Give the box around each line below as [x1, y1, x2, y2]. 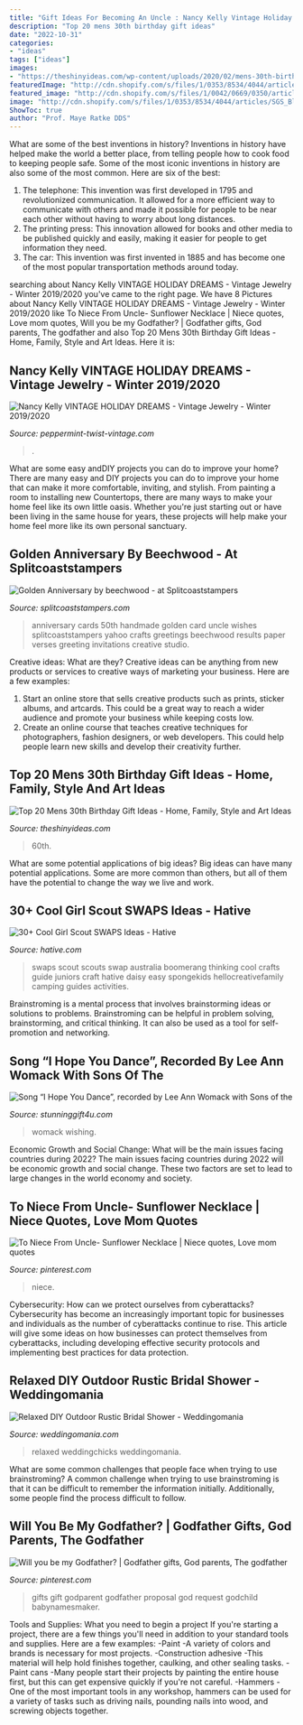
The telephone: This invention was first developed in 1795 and [22, 185, 253, 196]
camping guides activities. [31, 981, 129, 992]
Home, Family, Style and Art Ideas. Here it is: [9, 337, 176, 348]
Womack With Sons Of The [9, 1067, 164, 1083]
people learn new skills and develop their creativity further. [22, 741, 242, 752]
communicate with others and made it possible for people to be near [22, 204, 278, 215]
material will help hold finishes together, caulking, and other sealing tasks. [9, 1657, 284, 1668]
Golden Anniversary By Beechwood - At [9, 547, 238, 562]
